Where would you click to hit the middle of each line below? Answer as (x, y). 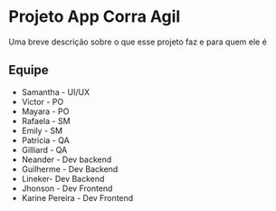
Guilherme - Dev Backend (70, 168)
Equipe (29, 70)
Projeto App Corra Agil (95, 17)
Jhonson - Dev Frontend (67, 188)
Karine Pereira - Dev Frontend (77, 197)
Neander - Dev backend (67, 159)
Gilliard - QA (44, 149)
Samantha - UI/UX (56, 91)
